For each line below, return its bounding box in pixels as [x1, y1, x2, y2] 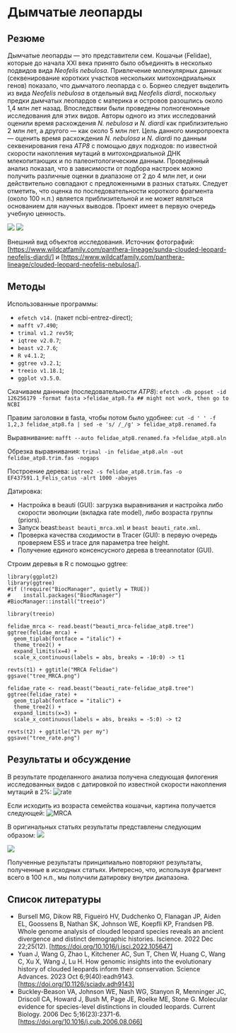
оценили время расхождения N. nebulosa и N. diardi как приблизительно [7, 119, 228, 128]
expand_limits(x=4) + [13, 648, 78, 655]
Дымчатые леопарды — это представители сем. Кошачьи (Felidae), [7, 51, 212, 60]
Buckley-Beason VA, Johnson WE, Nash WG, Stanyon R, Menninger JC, [17, 988, 226, 996]
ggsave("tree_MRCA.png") [7, 672, 81, 679]
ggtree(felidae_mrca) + [7, 628, 78, 636]
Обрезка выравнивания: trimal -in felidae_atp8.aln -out [7, 447, 184, 456]
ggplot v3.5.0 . [17, 373, 61, 382]
